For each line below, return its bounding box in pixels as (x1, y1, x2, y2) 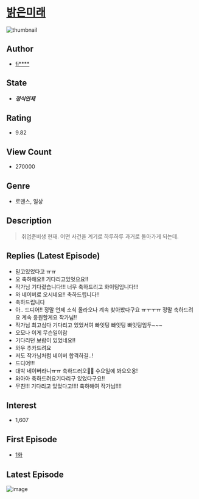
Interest (6, 401, 37, 411)
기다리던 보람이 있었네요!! (15, 337, 76, 344)
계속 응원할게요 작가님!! (21, 313, 77, 321)
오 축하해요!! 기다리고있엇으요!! (15, 275, 89, 283)
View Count (6, 147, 52, 157)
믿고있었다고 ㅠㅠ (15, 268, 57, 275)
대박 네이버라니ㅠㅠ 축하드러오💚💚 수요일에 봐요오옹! (15, 367, 138, 374)
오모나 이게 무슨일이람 (15, 329, 68, 336)
